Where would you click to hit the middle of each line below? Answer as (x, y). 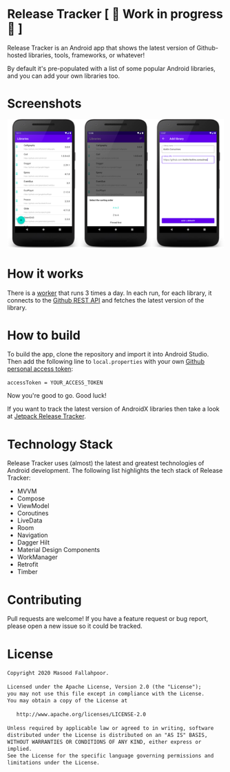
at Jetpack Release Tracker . (46, 416)
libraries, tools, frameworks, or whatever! (87, 55)
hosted (17, 55)
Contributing (44, 600)
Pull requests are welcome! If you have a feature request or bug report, (108, 619)
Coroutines (33, 514)
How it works (45, 273)
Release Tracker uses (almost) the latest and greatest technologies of (106, 463)
